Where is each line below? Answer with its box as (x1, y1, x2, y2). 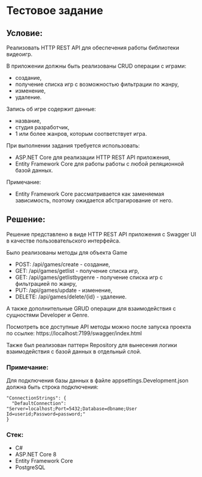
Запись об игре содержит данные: (6, 105, 96, 113)
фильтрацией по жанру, (15, 280, 77, 287)
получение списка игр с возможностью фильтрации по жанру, (15, 80, 179, 88)
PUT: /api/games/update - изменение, (15, 286, 113, 294)
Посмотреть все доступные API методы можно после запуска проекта (6, 323, 192, 330)
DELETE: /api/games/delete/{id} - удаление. (15, 293, 127, 300)
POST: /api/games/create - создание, (15, 260, 111, 268)
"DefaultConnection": (12, 400, 67, 407)
